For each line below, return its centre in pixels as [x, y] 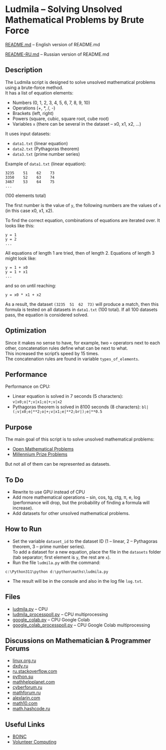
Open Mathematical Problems [43, 449]
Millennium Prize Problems [40, 454]
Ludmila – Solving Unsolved [64, 9]
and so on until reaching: [31, 285]
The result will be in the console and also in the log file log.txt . [77, 581]
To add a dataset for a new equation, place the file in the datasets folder [87, 552]
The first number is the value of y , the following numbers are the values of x [83, 205]
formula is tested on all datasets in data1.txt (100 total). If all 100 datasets [81, 309]
